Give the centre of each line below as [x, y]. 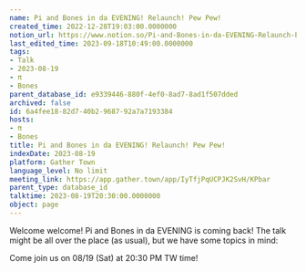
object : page [34, 205]
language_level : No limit [58, 171]
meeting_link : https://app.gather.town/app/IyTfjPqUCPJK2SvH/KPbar [140, 179]
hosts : [22, 120]
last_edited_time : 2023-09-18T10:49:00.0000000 [102, 43]
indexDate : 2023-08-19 [52, 153]
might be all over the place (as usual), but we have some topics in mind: [144, 240]
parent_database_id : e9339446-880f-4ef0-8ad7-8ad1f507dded [124, 94]
